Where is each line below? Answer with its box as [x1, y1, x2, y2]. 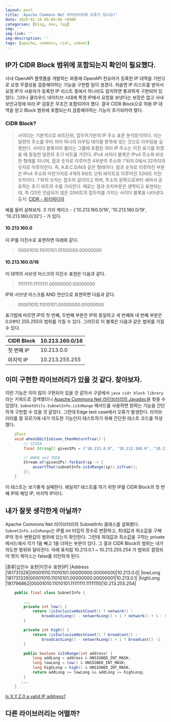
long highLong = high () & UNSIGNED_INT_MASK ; [32, 665, 131, 670]
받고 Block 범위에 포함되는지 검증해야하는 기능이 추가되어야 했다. [14, 107, 144, 113]
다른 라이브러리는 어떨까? [5, 709, 80, 718]
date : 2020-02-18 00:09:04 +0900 [5, 17, 76, 22]
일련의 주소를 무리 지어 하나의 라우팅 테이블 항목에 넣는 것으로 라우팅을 [17, 138, 158, 145]
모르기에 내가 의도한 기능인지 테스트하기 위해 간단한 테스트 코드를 [24, 415, 154, 422]
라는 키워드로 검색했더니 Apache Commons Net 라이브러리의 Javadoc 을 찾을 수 [5, 396, 166, 402]
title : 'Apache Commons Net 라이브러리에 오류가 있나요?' [5, 12, 118, 17]
